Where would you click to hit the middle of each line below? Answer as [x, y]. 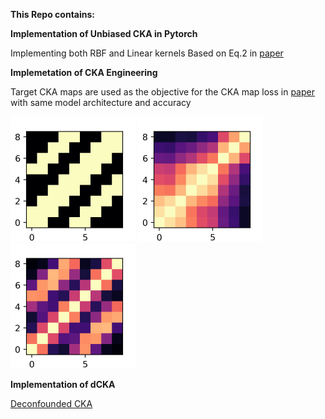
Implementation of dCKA [63, 384]
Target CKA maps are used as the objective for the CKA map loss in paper [162, 92]
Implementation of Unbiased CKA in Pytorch [104, 33]
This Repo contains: [52, 14]
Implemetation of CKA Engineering [84, 72]
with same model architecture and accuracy [101, 102]
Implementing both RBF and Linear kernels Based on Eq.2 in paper [147, 53]
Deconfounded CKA [51, 403]
